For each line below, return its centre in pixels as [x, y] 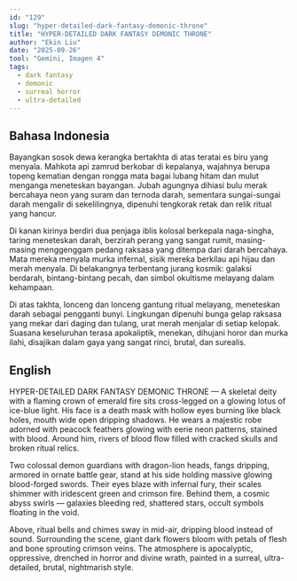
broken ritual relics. [44, 448]
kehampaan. [32, 287]
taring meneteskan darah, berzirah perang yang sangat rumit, [121, 240]
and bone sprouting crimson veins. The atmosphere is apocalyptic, [131, 548]
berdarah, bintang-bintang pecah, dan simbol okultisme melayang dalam [142, 278]
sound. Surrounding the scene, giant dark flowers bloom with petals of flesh [148, 539]
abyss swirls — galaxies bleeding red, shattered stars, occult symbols [137, 503]
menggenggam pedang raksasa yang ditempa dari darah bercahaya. [163, 250]
